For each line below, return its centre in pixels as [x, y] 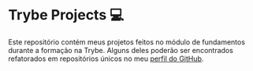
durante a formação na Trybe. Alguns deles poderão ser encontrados [121, 50]
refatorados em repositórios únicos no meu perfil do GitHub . [106, 59]
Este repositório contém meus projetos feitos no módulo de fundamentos [127, 42]
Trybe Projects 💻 [66, 15]
